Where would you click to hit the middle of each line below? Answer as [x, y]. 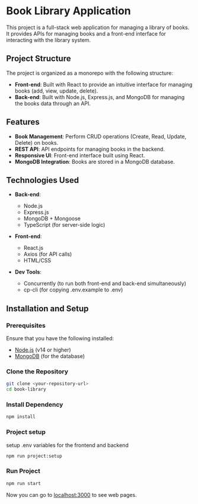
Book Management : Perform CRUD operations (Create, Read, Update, [100, 136]
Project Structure [39, 58]
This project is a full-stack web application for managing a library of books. [98, 27]
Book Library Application [69, 11]
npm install [21, 417]
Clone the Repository [37, 371]
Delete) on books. [36, 142]
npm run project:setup [34, 456]
